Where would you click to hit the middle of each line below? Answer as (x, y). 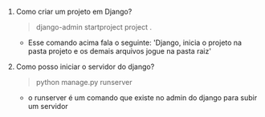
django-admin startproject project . (94, 27)
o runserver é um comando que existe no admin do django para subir (143, 98)
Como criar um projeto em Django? (74, 12)
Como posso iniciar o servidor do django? (85, 67)
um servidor (48, 106)
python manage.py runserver (84, 82)
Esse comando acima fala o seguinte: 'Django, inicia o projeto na (135, 42)
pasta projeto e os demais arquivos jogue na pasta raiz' (119, 51)
